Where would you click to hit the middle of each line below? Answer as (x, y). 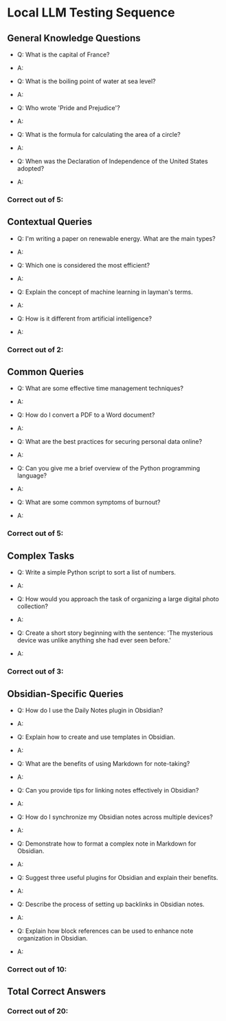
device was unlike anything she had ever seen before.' (94, 641)
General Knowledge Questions (74, 38)
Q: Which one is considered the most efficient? (83, 265)
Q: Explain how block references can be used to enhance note (105, 931)
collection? (32, 606)
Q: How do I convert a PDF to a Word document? (86, 415)
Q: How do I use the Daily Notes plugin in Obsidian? (90, 710)
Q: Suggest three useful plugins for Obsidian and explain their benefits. (117, 877)
